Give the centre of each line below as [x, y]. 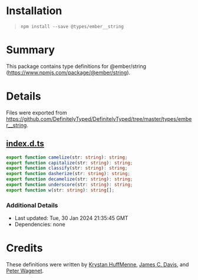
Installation [34, 11]
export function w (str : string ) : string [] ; [60, 190]
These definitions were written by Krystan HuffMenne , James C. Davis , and [98, 264]
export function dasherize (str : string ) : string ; [68, 174]
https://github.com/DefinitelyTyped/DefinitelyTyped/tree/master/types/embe [99, 118]
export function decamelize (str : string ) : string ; [70, 179]
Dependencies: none [40, 225]
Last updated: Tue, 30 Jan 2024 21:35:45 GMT [71, 218]
